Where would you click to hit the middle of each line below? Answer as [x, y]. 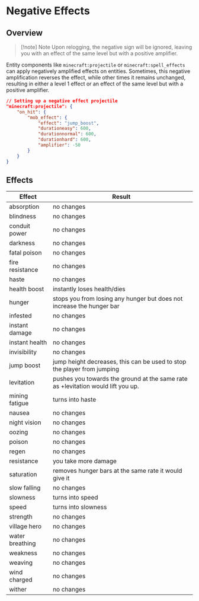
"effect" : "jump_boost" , [68, 123]
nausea [19, 413]
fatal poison [25, 253]
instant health [28, 342]
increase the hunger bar [86, 306]
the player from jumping [86, 369]
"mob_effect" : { [47, 117]
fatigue [19, 403]
